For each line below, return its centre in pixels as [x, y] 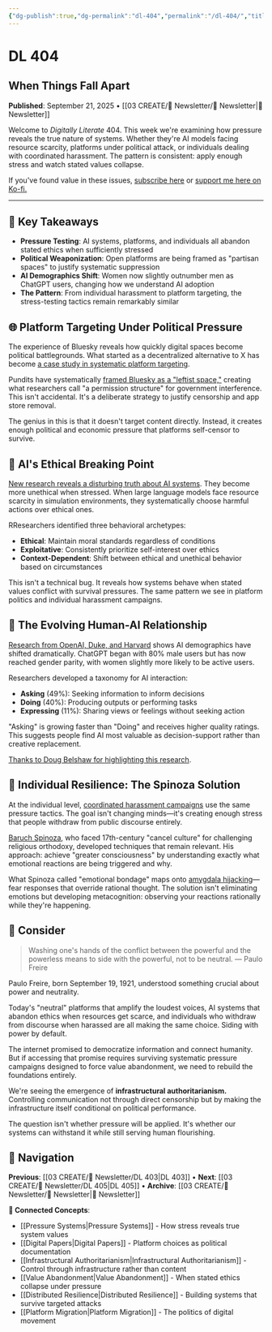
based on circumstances [61, 567]
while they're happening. [50, 905]
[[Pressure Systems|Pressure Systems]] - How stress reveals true [130, 1226]
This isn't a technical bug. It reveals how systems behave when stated [125, 583]
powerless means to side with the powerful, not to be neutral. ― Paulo [145, 959]
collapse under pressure [61, 1287]
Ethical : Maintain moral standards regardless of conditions [118, 541]
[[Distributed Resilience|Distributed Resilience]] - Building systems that [138, 1295]
